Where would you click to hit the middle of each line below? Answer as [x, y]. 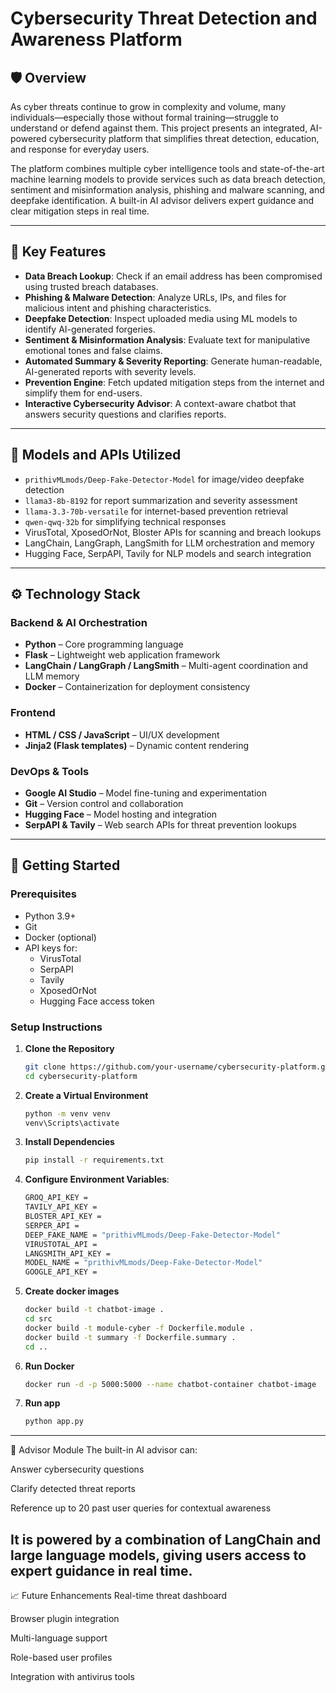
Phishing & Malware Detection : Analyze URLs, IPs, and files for [155, 297]
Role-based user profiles [61, 1658]
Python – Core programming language [104, 644]
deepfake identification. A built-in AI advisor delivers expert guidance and [162, 200]
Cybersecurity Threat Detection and [164, 18]
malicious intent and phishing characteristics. [118, 308]
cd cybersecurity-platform [81, 1076]
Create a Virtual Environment [86, 1095]
